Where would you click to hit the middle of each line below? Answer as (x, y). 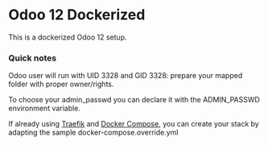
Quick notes (33, 58)
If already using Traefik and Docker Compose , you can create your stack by (134, 124)
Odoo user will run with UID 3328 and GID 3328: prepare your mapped (126, 76)
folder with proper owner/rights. (61, 84)
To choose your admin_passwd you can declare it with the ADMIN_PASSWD (134, 100)
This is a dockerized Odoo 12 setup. (68, 37)
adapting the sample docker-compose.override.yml (93, 133)
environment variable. (44, 108)
